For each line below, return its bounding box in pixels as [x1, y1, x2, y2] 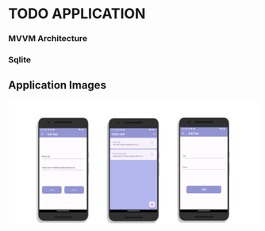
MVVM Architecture [8, 33, 88, 44]
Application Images [8, 78, 107, 92]
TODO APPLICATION [8, 5, 146, 23]
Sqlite [8, 55, 32, 66]
